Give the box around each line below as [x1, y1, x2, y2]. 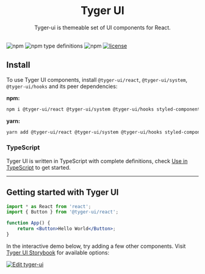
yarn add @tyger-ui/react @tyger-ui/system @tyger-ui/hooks [6, 129, 163, 135]
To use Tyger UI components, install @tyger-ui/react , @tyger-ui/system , [6, 76, 188, 83]
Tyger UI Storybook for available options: [6, 248, 110, 256]
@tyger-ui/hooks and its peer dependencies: [6, 82, 118, 90]
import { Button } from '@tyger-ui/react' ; [6, 209, 119, 215]
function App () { [6, 220, 51, 226]
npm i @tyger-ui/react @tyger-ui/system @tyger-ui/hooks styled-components [6, 106, 203, 112]
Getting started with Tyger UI [6, 187, 119, 198]
